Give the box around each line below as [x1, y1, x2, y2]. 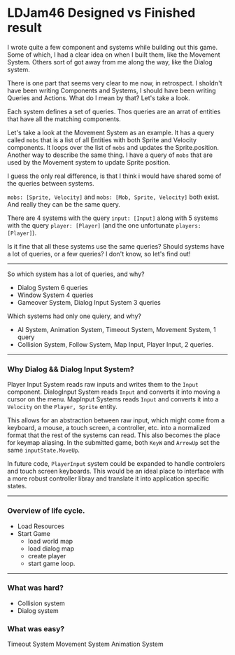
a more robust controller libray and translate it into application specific [7, 474, 210, 483]
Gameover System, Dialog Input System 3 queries [17, 298, 161, 306]
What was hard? [7, 583, 64, 593]
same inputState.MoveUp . [7, 446, 80, 455]
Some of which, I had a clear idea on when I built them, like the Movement [7, 50, 220, 59]
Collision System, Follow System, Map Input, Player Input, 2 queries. [17, 340, 214, 348]
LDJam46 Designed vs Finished [7, 5, 196, 21]
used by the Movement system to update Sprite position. [7, 158, 171, 166]
